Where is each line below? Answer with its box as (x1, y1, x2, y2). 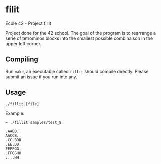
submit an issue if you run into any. (5, 74, 78, 80)
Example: (5, 110, 25, 116)
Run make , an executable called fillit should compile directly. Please (5, 68, 149, 74)
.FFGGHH (5, 150, 22, 156)
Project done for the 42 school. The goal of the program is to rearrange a (5, 30, 156, 36)
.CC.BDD (5, 137, 22, 142)
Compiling (5, 55, 39, 64)
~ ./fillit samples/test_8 (5, 120, 62, 125)
